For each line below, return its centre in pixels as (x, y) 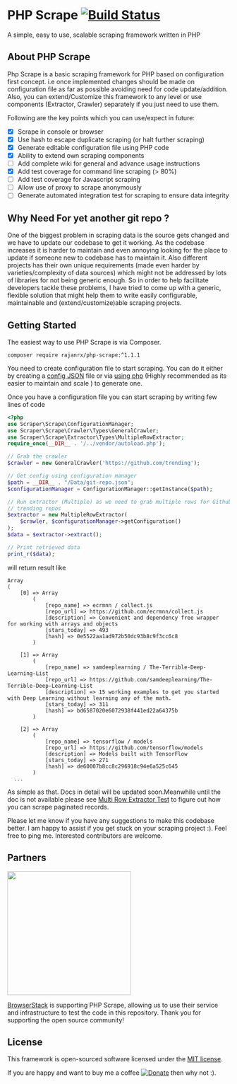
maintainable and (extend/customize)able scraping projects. (95, 303)
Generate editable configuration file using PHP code (93, 147)
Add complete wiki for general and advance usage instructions (109, 163)
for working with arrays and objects (63, 624)
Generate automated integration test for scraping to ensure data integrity (123, 195)
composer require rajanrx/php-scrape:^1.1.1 (74, 355)
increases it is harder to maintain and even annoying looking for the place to (117, 250)
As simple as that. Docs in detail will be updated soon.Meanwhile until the (114, 792)
